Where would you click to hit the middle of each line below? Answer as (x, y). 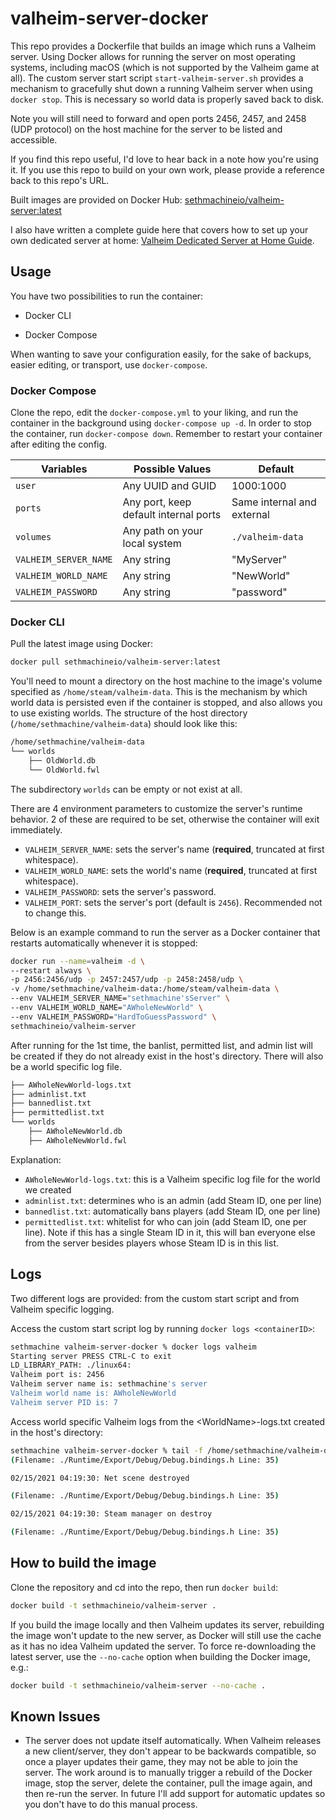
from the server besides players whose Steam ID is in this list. (152, 1243)
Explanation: (36, 1159)
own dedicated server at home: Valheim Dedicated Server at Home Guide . (162, 240)
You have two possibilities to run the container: (107, 296)
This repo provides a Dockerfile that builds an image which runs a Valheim (163, 46)
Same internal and (274, 502)
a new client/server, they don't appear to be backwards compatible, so (170, 1751)
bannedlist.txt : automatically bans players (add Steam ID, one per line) (172, 1211)
